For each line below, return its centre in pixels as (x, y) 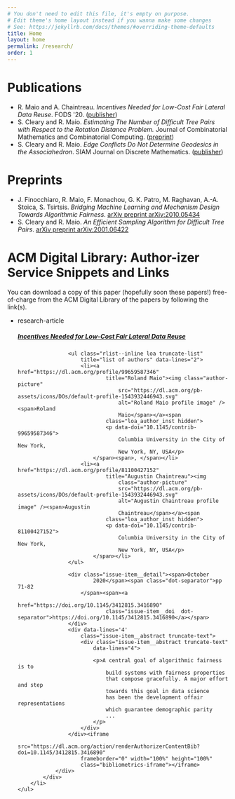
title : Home (25, 33)
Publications (45, 88)
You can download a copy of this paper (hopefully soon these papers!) (109, 292)
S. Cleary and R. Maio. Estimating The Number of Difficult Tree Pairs (116, 122)
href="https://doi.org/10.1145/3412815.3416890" (90, 605)
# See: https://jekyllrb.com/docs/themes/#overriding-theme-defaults (111, 27)
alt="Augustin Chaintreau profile (168, 501)
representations (41, 703)
